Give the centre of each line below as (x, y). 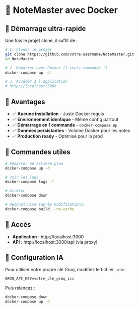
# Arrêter (15, 191)
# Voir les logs (22, 177)
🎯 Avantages (25, 102)
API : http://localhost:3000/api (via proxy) (55, 242)
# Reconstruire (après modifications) (45, 204)
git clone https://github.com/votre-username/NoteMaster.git (70, 54)
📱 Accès (18, 225)
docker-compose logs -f (30, 182)
